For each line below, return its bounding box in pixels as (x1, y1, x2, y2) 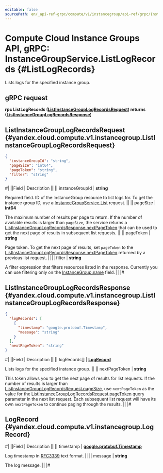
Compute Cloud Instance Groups (5, 33, 140, 44)
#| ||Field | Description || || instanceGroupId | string (5, 185, 108, 191)
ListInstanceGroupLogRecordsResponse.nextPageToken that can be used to (5, 225, 158, 231)
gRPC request (5, 93, 48, 102)
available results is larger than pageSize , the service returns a (5, 220, 127, 226)
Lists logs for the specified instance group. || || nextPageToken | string (5, 366, 147, 372)
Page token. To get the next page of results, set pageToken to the (5, 245, 133, 250)
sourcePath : (5, 12, 29, 17)
